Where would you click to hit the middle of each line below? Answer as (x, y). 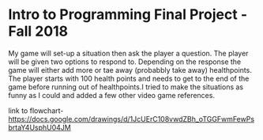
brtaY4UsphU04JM (39, 127)
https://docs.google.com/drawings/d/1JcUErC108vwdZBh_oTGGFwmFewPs (131, 119)
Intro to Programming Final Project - (128, 15)
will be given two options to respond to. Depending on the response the (125, 62)
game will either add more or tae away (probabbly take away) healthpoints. (130, 70)
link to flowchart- (36, 110)
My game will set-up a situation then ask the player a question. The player (128, 53)
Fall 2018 (38, 31)
